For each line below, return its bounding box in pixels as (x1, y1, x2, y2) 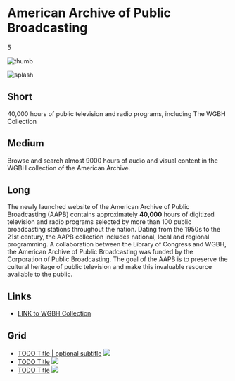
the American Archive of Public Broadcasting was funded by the (7, 248, 193, 256)
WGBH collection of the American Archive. (7, 163, 131, 172)
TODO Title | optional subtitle (17, 349, 102, 357)
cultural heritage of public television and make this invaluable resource (7, 263, 212, 271)
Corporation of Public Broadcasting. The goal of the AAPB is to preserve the (7, 255, 228, 263)
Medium (7, 137, 44, 149)
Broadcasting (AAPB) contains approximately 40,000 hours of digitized (7, 210, 215, 219)
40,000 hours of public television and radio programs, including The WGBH (7, 109, 227, 118)
